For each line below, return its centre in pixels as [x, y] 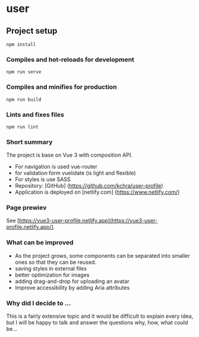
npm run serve [24, 72]
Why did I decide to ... [39, 303]
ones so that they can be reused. [55, 262]
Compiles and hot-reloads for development [70, 59]
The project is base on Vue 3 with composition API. [70, 155]
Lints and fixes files [35, 115]
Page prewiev [26, 207]
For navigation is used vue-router [56, 167]
